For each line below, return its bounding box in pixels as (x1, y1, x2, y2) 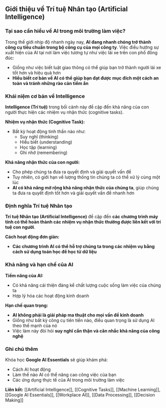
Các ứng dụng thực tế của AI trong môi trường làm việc (12, 377, 125, 383)
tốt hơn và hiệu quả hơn (12, 70, 61, 76)
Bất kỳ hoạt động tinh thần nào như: (12, 128, 86, 134)
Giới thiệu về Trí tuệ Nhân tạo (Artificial (5, 5, 128, 13)
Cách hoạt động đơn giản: (5, 234, 59, 240)
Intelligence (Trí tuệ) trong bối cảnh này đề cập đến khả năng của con (5, 104, 149, 110)
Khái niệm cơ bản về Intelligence (5, 92, 85, 99)
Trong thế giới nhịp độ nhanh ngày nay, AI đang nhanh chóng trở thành (5, 39, 151, 45)
